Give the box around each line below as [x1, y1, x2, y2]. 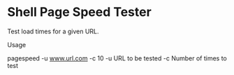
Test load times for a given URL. [7, 27, 99, 35]
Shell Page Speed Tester [7, 4, 152, 20]
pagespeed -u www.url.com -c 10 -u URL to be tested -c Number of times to [7, 53, 227, 62]
